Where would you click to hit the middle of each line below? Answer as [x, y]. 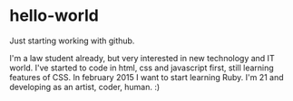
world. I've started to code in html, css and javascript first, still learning [142, 68]
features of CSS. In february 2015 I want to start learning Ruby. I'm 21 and [146, 77]
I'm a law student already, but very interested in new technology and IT [142, 58]
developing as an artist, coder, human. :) [85, 87]
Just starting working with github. [72, 41]
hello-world [54, 16]
